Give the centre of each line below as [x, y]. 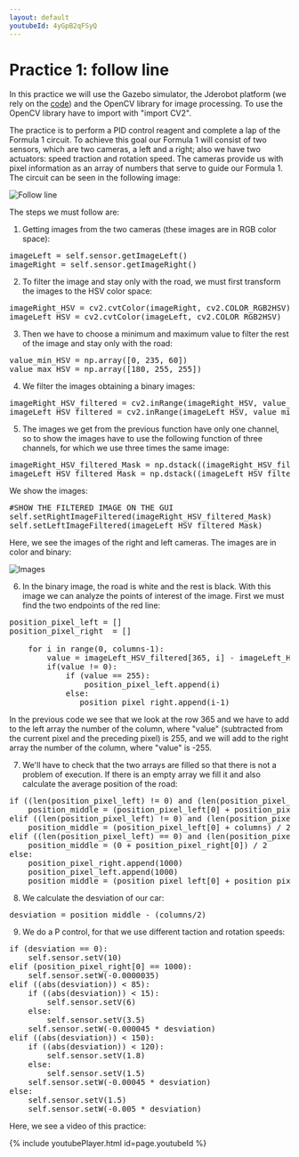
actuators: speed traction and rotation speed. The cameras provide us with [146, 159]
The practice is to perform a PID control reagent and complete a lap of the [145, 131]
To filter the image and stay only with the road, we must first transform [151, 282]
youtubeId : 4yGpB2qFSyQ [53, 26]
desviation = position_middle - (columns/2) [108, 915]
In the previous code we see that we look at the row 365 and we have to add [149, 720]
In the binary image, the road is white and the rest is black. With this [146, 587]
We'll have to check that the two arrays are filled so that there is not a [149, 765]
